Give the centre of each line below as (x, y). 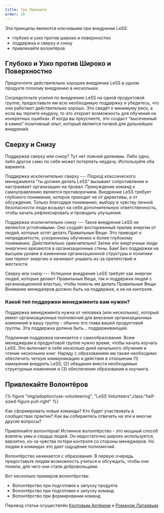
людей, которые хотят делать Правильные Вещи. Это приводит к (73, 233)
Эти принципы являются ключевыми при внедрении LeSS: (67, 28)
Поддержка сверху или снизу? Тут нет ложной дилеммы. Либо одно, (78, 156)
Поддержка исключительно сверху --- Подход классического (70, 176)
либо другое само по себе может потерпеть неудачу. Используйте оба (80, 162)
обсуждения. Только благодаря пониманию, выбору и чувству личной (79, 202)
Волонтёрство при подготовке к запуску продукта (65, 486)
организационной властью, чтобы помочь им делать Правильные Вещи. (81, 284)
